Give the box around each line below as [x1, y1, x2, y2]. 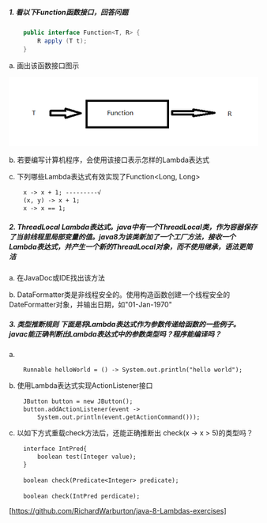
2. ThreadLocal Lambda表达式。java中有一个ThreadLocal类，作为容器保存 [9, 222, 258, 231]
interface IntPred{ [23, 445, 88, 453]
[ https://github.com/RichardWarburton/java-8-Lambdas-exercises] [9, 506, 228, 516]
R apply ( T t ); [37, 36, 88, 45]
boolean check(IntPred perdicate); [23, 492, 141, 501]
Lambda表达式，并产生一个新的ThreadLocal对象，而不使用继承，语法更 [9, 242, 246, 251]
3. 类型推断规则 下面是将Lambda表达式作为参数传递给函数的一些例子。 [9, 319, 240, 329]
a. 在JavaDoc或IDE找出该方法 [9, 273, 105, 283]
